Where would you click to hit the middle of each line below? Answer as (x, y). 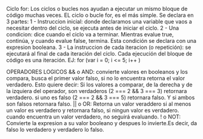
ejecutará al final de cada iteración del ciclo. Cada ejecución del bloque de (99, 53)
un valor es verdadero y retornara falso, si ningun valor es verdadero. (93, 110)
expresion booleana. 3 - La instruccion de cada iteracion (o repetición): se (99, 47)
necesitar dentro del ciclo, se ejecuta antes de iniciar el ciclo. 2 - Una (93, 28)
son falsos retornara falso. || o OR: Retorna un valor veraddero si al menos (99, 104)
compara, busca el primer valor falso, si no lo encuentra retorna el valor (96, 78)
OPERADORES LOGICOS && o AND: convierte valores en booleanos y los (97, 72)
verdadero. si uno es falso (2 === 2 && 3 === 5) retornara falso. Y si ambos (101, 97)
